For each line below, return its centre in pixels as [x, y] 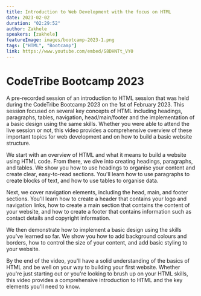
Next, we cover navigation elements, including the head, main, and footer [97, 192]
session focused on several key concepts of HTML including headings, [94, 111]
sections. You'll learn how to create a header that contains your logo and [97, 199]
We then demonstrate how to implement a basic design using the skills [94, 229]
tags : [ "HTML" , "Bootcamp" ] [42, 46]
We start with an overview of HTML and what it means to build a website [96, 154]
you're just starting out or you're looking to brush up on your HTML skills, [97, 274]
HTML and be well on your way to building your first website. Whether [93, 267]
